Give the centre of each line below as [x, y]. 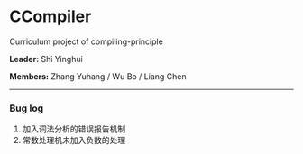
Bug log [27, 108]
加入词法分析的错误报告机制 [74, 129]
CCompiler [50, 17]
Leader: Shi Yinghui [46, 59]
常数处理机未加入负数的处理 [74, 140]
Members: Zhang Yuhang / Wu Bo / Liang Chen [98, 76]
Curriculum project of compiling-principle [87, 41]
